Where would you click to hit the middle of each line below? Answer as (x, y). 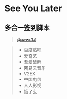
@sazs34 (26, 40)
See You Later (33, 9)
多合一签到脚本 (27, 28)
